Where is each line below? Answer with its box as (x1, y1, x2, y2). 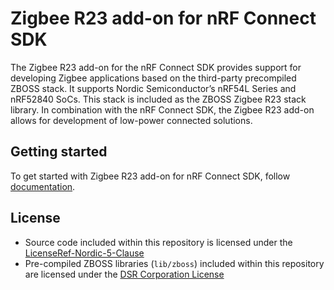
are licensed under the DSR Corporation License (24, 268, 225, 280)
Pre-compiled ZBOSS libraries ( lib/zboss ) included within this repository (24, 257, 325, 269)
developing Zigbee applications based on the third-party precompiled (10, 72, 297, 84)
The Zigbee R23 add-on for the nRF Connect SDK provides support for (10, 61, 302, 73)
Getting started (10, 143, 108, 161)
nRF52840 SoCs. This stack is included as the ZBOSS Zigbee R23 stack (10, 93, 307, 105)
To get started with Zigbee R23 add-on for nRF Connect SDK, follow (10, 170, 291, 182)
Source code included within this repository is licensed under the (24, 236, 293, 248)
